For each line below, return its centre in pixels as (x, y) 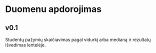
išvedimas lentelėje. (25, 45)
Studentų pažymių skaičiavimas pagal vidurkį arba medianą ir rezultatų (78, 39)
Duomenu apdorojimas (53, 9)
